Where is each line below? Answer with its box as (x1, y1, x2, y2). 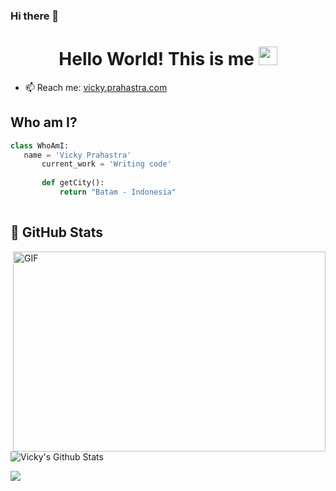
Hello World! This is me (58, 48, 255, 71)
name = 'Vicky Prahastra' (23, 150, 132, 160)
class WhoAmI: (10, 140, 70, 151)
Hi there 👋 (10, 9, 60, 23)
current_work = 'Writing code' (41, 159, 172, 169)
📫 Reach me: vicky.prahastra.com (24, 81, 168, 93)
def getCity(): (41, 178, 105, 188)
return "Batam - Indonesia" (59, 187, 177, 198)
